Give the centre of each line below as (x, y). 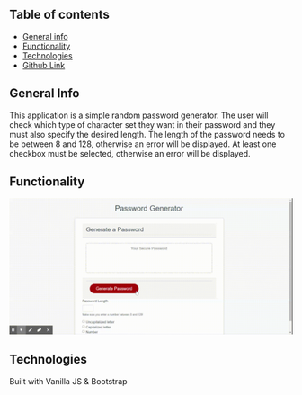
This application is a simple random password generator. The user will (139, 115)
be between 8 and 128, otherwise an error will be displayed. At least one (143, 144)
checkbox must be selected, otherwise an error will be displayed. (130, 153)
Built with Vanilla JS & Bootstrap (68, 381)
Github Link (44, 65)
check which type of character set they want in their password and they (142, 124)
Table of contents (59, 15)
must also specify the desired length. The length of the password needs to (147, 134)
